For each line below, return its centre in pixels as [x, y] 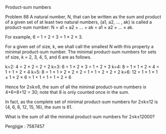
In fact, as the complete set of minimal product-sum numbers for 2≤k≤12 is [82, 102]
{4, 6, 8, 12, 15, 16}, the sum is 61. [39, 107]
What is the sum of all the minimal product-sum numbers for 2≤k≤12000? [80, 117]
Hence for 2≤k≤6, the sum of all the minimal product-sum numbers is [76, 87]
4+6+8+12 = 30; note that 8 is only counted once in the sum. [67, 92]
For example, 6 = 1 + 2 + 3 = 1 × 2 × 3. [44, 37]
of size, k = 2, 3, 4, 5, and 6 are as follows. [48, 57]
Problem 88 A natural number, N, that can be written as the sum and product [83, 17]
